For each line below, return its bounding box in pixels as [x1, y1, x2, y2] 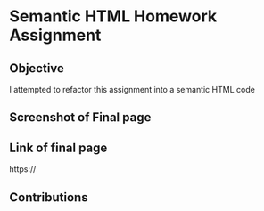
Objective [9, 61, 65, 76]
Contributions [9, 190, 88, 205]
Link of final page [9, 140, 108, 155]
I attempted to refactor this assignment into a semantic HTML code [9, 85, 256, 94]
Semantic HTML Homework [9, 6, 217, 27]
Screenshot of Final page [9, 110, 152, 126]
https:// [9, 164, 37, 174]
